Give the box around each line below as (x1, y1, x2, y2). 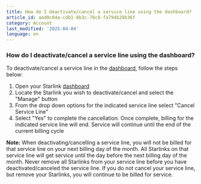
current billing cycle (14, 127, 64, 135)
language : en (6, 31, 39, 37)
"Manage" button (14, 96, 58, 103)
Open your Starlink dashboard (14, 82, 90, 90)
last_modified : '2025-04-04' (6, 25, 79, 32)
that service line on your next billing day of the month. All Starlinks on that (6, 146, 189, 153)
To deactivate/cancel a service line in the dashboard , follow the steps (6, 64, 178, 72)
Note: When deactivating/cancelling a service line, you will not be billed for (6, 139, 192, 146)
